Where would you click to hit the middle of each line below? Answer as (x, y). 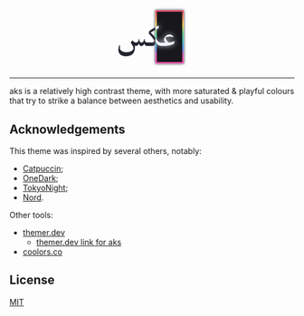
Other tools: (31, 215)
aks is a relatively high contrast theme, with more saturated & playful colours (152, 91)
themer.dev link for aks (79, 243)
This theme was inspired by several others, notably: (105, 151)
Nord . (33, 197)
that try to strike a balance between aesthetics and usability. (122, 101)
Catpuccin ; (43, 168)
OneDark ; (40, 178)
